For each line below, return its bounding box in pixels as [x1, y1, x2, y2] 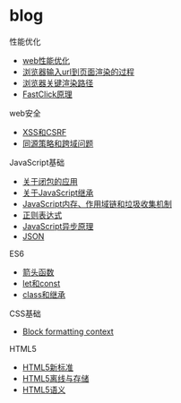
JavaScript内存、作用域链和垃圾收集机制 [22, 198, 173, 209]
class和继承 [22, 288, 65, 300]
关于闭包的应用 [22, 176, 78, 186]
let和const [22, 278, 61, 288]
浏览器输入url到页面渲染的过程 [22, 66, 134, 77]
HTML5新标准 [22, 362, 74, 373]
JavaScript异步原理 [22, 220, 94, 231]
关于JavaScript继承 [22, 187, 94, 198]
